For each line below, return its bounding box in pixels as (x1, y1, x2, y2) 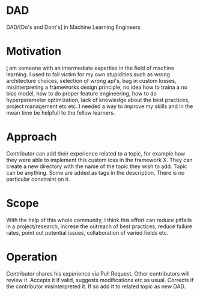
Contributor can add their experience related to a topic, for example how (6, 150, 186, 157)
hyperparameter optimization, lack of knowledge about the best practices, (6, 96, 190, 103)
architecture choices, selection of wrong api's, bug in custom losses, (6, 77, 177, 84)
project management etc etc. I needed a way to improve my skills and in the (6, 103, 193, 110)
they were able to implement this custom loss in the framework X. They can (6, 156, 193, 163)
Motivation (6, 44, 62, 58)
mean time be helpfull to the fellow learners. (6, 109, 115, 116)
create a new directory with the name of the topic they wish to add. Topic (6, 163, 187, 170)
